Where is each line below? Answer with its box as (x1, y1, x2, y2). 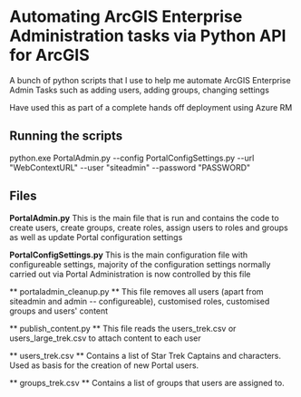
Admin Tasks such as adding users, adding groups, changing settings (9, 84, 270, 95)
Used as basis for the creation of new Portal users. (9, 360, 199, 371)
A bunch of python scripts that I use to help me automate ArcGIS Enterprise (9, 74, 292, 85)
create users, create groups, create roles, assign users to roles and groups (9, 222, 288, 233)
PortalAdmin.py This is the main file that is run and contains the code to (9, 212, 279, 223)
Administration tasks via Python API (9, 25, 286, 46)
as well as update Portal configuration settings (9, 231, 183, 242)
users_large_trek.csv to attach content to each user (9, 333, 201, 344)
